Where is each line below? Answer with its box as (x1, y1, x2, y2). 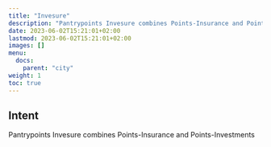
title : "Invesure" (8, 11, 70, 20)
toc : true (8, 79, 42, 87)
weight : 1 (8, 71, 42, 80)
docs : (15, 57, 35, 65)
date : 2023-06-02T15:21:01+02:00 (8, 27, 121, 35)
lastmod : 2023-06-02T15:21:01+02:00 (8, 34, 131, 43)
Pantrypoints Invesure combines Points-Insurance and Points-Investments (8, 130, 256, 140)
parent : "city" (23, 64, 74, 72)
